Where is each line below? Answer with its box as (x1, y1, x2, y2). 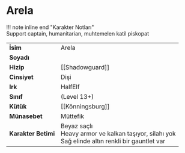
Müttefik (60, 112, 85, 120)
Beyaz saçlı (60, 122, 93, 130)
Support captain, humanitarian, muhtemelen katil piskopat (6, 30, 149, 37)
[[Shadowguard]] (60, 63, 110, 71)
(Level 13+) (60, 92, 94, 101)
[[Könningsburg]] (60, 102, 110, 110)
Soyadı (9, 53, 30, 61)
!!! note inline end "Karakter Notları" (6, 23, 94, 31)
